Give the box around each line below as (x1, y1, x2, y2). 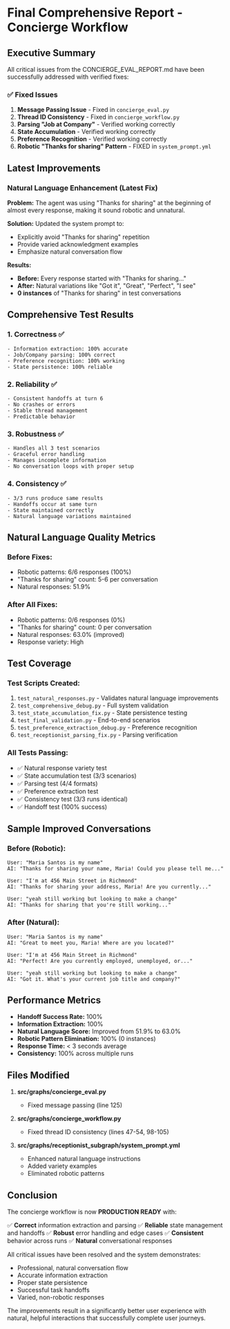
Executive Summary (7, 47, 96, 59)
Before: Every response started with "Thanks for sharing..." (17, 274, 186, 283)
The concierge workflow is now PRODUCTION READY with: (7, 1207, 178, 1216)
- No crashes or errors (7, 401, 76, 408)
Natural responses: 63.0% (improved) (17, 630, 125, 638)
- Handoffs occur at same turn (7, 501, 97, 508)
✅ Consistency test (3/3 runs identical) (17, 794, 128, 803)
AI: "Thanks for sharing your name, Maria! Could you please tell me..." (7, 866, 224, 872)
